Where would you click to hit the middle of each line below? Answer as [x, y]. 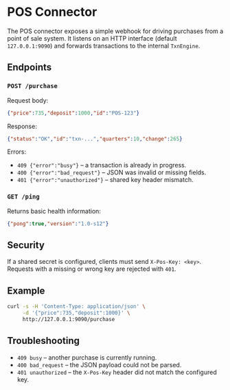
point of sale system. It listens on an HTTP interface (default [92, 38]
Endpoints [30, 67]
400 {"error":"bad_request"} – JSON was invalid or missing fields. [112, 172]
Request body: [28, 100]
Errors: [17, 152]
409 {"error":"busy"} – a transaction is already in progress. [102, 165]
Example [26, 290]
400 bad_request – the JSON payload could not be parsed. [99, 365]
